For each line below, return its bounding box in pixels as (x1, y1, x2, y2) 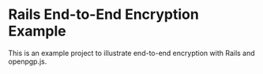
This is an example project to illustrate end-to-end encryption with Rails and (8, 48, 255, 57)
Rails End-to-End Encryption (8, 6, 199, 24)
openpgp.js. (8, 57, 47, 66)
